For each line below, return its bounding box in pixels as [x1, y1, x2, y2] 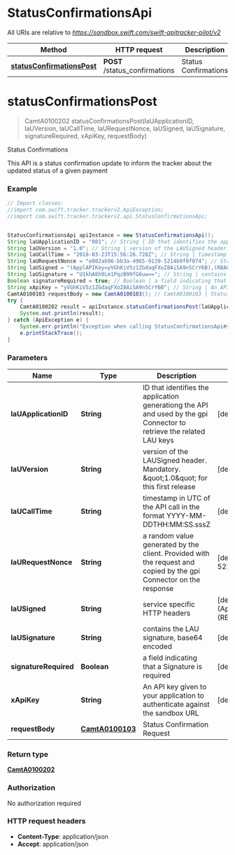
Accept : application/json [17, 840, 89, 848]
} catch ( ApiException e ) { [7, 317, 90, 324]
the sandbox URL [143, 708, 199, 717]
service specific [143, 599, 196, 609]
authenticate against [143, 699, 210, 709]
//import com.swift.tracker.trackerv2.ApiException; [7, 206, 164, 213]
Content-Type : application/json [17, 832, 108, 840]
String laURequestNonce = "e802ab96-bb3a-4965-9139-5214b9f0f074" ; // [7, 258, 218, 265]
